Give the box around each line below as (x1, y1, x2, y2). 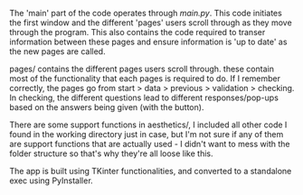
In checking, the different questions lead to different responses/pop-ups (9, 92, 279, 103)
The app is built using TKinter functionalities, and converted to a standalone (9, 166, 292, 176)
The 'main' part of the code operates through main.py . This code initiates (9, 8, 282, 18)
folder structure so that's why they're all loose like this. (9, 148, 214, 159)
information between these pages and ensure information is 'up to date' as (9, 36, 288, 47)
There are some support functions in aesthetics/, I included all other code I (9, 119, 288, 130)
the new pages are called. (9, 46, 106, 57)
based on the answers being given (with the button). (9, 102, 204, 112)
